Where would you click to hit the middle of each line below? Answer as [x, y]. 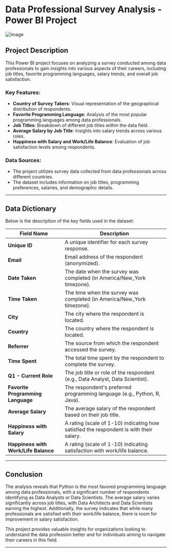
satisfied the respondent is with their [109, 430]
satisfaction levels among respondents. [54, 147]
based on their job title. [92, 415]
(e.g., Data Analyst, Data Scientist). [106, 379]
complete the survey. [90, 364]
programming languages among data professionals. [67, 120]
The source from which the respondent [112, 343]
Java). [72, 400]
